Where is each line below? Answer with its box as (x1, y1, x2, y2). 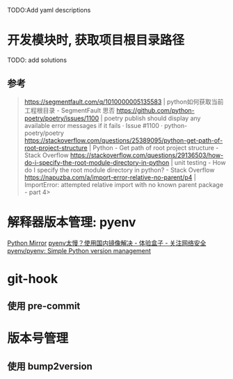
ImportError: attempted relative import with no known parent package (24, 180, 224, 188)
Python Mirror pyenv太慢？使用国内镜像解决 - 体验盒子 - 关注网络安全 (7, 239, 207, 247)
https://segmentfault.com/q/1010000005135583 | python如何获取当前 (24, 97, 224, 106)
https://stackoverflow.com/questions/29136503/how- (70, 151, 224, 159)
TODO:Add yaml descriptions (7, 6, 91, 14)
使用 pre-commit (7, 300, 81, 312)
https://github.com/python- (116, 106, 195, 114)
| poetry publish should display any (100, 114, 201, 122)
